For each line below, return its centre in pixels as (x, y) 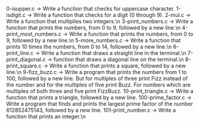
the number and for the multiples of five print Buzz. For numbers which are (98, 85)
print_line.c (20, 53)
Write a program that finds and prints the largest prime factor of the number (100, 104)
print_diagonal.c (26, 59)
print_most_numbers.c (34, 34)
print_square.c (24, 66)
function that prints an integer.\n (46, 116)
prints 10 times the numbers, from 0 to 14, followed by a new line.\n (89, 47)
